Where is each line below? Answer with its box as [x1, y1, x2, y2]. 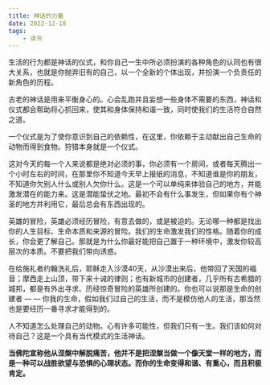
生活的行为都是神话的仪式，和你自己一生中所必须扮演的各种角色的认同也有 [8, 57, 255, 67]
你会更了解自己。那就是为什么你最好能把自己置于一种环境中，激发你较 [22, 237, 255, 246]
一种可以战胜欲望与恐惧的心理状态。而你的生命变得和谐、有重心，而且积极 [14, 358, 262, 368]
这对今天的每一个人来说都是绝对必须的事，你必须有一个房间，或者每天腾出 [8, 159, 255, 169]
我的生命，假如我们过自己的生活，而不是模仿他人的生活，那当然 [49, 294, 261, 304]
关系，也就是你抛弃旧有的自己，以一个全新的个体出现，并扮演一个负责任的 [14, 68, 262, 77]
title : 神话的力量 [8, 11, 64, 20]
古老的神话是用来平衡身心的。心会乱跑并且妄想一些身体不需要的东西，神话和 [8, 94, 262, 105]
